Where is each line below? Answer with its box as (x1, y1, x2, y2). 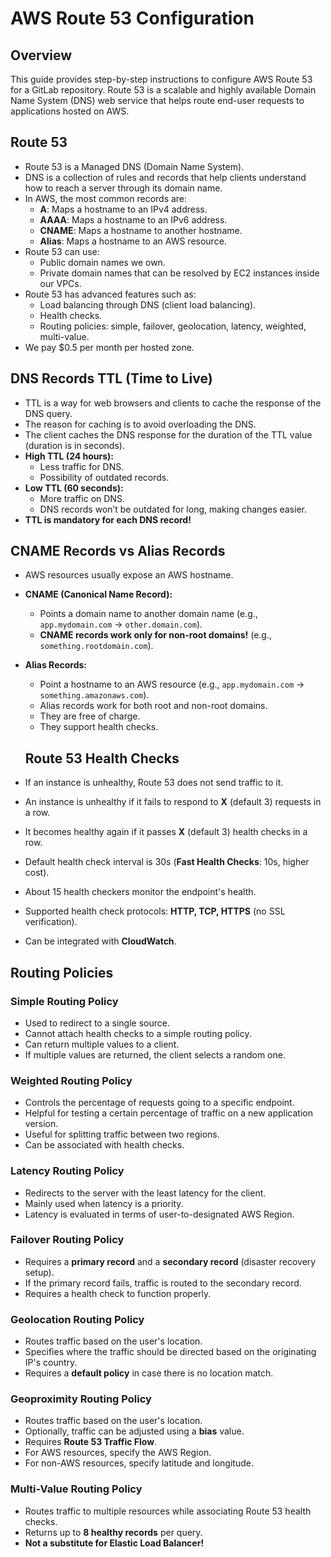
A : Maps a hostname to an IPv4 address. (39, 203, 208, 215)
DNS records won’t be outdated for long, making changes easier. (39, 503, 307, 515)
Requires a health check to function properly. (24, 1287, 212, 1299)
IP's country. (24, 1357, 78, 1369)
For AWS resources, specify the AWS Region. (24, 1447, 212, 1459)
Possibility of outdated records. (39, 471, 170, 483)
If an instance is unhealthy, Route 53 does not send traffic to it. (24, 777, 284, 789)
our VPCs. (39, 277, 82, 289)
